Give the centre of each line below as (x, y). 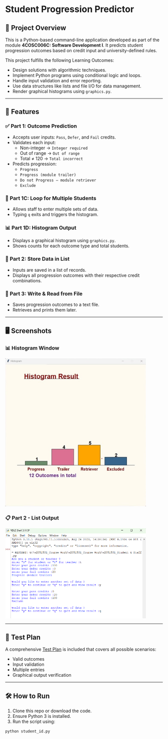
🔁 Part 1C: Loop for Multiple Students (51, 198)
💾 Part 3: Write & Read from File (44, 293)
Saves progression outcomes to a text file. (56, 304)
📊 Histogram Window (32, 348)
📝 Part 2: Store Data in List (37, 259)
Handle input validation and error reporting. (57, 81)
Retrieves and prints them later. (44, 309)
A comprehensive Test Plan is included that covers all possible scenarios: (81, 649)
